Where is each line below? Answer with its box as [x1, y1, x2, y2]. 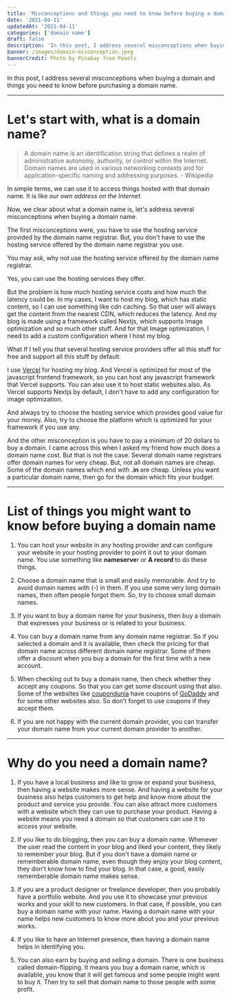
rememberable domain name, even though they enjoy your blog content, [16, 857, 222, 865]
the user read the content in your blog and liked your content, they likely [16, 842, 221, 851]
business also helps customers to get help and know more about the [16, 793, 211, 801]
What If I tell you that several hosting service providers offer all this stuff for [7, 345, 221, 353]
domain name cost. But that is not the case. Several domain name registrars [7, 450, 222, 459]
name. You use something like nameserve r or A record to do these [16, 555, 208, 563]
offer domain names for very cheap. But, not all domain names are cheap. [7, 458, 216, 466]
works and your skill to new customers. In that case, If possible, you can [16, 899, 222, 908]
